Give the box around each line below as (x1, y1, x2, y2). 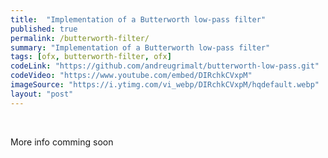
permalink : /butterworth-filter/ (10, 33, 150, 43)
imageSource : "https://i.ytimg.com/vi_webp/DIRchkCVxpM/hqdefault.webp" (10, 80, 320, 90)
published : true (10, 24, 78, 34)
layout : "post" (10, 89, 74, 99)
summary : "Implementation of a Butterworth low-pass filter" (10, 42, 271, 53)
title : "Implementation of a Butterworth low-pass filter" (10, 14, 267, 25)
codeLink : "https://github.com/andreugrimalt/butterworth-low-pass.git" (10, 61, 320, 71)
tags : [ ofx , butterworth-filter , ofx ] (10, 52, 172, 62)
